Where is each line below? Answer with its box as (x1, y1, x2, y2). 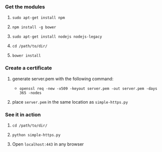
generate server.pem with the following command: (12, 76, 114, 82)
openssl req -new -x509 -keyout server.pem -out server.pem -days (19, 86, 158, 91)
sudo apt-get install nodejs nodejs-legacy (12, 34, 102, 40)
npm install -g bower (12, 25, 56, 30)
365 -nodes (19, 90, 42, 95)
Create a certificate (5, 65, 52, 71)
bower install (12, 53, 41, 58)
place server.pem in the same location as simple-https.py (12, 99, 128, 105)
